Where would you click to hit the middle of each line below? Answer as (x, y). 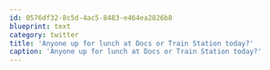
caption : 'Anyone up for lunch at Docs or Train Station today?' (135, 52)
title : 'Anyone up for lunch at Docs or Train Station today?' (132, 43)
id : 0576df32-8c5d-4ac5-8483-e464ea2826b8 (91, 18)
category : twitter (44, 35)
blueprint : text (40, 26)
